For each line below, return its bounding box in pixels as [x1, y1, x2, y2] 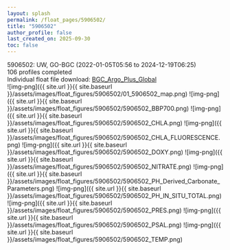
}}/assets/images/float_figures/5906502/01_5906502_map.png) [7, 90, 188, 98]
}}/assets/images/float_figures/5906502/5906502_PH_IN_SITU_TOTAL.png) [7, 192, 222, 199]
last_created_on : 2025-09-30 [7, 36, 91, 42]
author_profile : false [7, 29, 72, 36]
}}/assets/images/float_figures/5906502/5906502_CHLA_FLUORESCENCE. [7, 134, 221, 141]
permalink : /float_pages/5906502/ [7, 16, 106, 23]
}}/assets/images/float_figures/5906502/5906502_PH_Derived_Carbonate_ [7, 177, 220, 185]
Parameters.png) [7, 184, 55, 192]
